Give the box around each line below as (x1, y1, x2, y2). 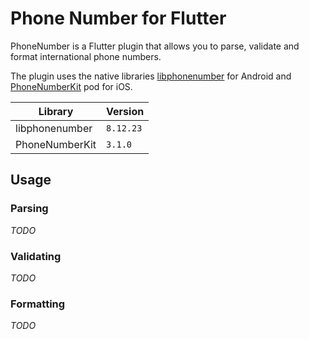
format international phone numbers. (10, 50, 162, 62)
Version (106, 104, 145, 118)
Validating (10, 249, 62, 263)
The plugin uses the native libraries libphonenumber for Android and (10, 70, 292, 82)
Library (38, 104, 74, 118)
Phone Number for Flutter (10, 7, 227, 30)
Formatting (10, 297, 66, 311)
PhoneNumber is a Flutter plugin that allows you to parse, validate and (10, 40, 300, 52)
